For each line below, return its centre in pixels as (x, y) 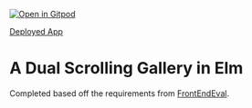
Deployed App (37, 31)
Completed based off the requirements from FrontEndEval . (120, 93)
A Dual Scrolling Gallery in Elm (126, 69)
